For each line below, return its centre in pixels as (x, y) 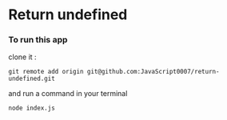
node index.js (32, 108)
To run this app (38, 40)
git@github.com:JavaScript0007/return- (153, 72)
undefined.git (32, 79)
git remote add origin (46, 72)
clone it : (23, 57)
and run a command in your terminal (68, 94)
